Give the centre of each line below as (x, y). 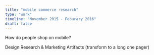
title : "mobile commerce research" (42, 10)
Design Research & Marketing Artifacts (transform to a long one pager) (77, 47)
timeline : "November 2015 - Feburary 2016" (51, 19)
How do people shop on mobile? (38, 38)
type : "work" (19, 14)
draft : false (19, 24)
